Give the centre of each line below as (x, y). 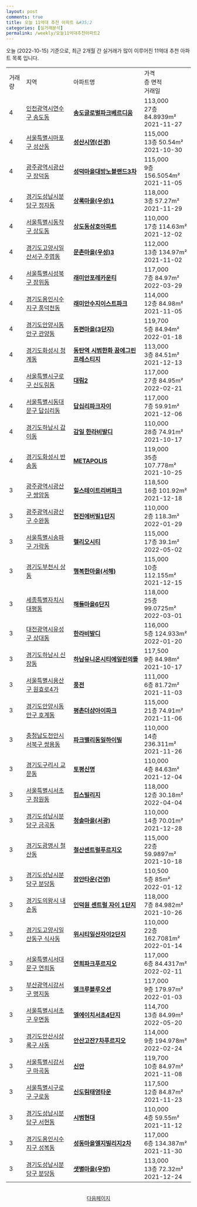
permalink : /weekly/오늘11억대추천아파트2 (53, 33)
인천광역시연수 (45, 109)
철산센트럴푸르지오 (97, 850)
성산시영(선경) (92, 143)
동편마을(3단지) (94, 329)
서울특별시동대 (45, 402)
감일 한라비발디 (93, 432)
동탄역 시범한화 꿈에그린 (104, 351)
